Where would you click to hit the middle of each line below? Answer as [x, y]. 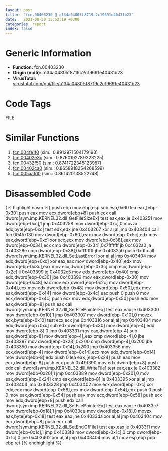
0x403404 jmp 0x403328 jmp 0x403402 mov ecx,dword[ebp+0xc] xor [79, 384]
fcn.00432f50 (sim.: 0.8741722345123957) [57, 163]
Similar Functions [42, 138]
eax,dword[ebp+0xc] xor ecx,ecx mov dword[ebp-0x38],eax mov [73, 240]
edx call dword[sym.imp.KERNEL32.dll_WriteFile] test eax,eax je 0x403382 [83, 368]
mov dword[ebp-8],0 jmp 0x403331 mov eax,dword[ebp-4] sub [71, 331]
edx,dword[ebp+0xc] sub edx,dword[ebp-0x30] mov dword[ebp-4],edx [80, 325]
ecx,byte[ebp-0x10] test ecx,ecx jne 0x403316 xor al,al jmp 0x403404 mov [83, 320]
